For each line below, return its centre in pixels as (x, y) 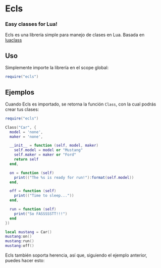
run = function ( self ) (33, 209)
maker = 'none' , (26, 137)
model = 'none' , (26, 132)
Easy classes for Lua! (31, 24)
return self (26, 160)
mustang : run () (20, 241)
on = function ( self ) (32, 173)
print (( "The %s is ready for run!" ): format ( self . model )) (74, 177)
